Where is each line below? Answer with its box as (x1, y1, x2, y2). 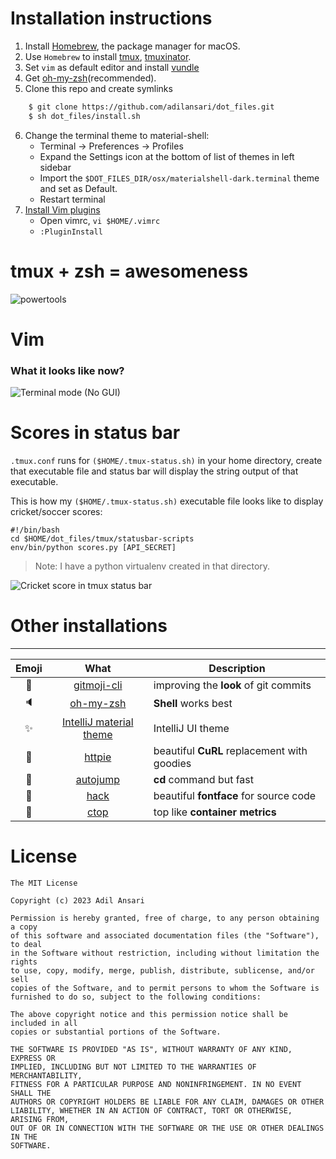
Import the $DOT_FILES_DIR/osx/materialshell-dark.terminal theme (39, 172, 320, 184)
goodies (153, 756, 192, 770)
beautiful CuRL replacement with (153, 743, 308, 757)
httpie (84, 750, 112, 764)
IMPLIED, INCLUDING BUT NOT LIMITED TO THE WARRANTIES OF (10, 1062, 257, 1072)
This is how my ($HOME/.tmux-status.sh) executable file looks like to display (10, 495, 324, 507)
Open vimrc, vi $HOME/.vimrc (39, 214, 161, 226)
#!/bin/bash (10, 525, 60, 536)
